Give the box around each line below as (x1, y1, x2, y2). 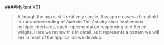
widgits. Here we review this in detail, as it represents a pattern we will (17, 29, 159, 35)
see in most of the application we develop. (17, 34, 103, 40)
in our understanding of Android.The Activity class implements (17, 19, 143, 24)
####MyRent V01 (5, 4, 40, 10)
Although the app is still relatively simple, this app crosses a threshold (17, 14, 158, 19)
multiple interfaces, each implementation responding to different (17, 24, 147, 30)
